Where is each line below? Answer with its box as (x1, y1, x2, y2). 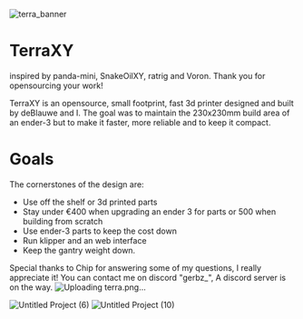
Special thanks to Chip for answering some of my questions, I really (9, 262, 261, 273)
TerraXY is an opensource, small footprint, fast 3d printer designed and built (9, 97, 295, 108)
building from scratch (22, 215, 103, 226)
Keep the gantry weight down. (22, 244, 136, 255)
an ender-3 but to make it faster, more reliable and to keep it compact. (9, 116, 271, 127)
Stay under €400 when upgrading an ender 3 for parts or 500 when (22, 205, 277, 217)
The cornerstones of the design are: (9, 178, 144, 190)
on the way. (9, 282, 53, 293)
